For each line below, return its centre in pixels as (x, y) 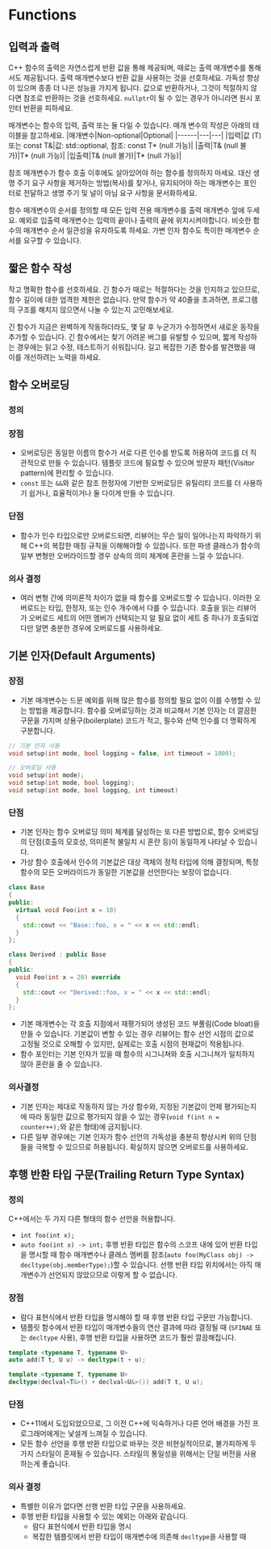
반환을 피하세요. (48, 108)
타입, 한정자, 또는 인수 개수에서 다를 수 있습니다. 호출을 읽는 (142, 608)
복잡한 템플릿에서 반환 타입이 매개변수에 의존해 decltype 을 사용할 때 (139, 1536)
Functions (42, 15)
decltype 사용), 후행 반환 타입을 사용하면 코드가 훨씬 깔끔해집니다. (132, 1337)
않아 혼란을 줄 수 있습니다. (61, 1064)
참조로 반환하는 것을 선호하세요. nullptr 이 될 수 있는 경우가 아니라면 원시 (138, 98)
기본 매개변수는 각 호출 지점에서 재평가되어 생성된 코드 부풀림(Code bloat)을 (140, 1024)
